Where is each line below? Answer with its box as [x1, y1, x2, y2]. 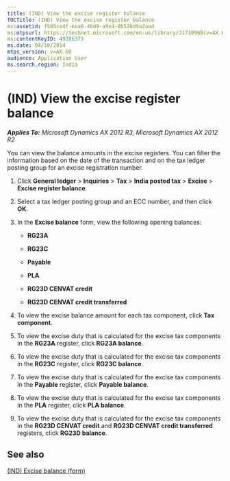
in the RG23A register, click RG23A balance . [16, 339, 144, 347]
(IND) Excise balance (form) [7, 467, 86, 475]
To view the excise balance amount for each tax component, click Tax [16, 311, 215, 320]
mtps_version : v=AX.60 [7, 49, 72, 56]
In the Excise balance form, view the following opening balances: [16, 218, 202, 226]
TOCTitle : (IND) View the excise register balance [7, 16, 155, 23]
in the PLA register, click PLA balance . [16, 401, 126, 409]
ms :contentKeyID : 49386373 [7, 36, 84, 43]
